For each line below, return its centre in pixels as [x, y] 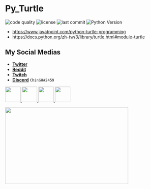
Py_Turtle [25, 9]
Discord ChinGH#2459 [33, 80]
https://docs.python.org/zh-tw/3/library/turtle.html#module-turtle [78, 37]
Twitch [19, 75]
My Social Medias [33, 52]
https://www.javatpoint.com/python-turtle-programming [69, 31]
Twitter [20, 64]
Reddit [19, 69]
